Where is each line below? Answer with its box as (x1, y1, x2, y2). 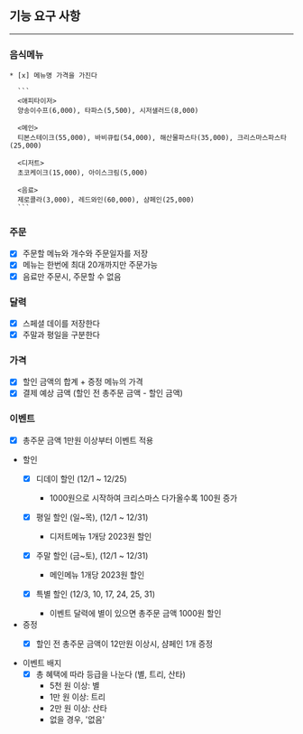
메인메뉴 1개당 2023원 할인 (49, 569, 145, 580)
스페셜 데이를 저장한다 (22, 317, 101, 328)
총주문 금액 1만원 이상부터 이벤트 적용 (22, 435, 154, 446)
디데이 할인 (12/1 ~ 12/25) (35, 473, 128, 484)
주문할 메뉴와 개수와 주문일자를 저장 (22, 248, 149, 259)
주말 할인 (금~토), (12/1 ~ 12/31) (35, 550, 149, 560)
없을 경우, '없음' (49, 714, 106, 725)
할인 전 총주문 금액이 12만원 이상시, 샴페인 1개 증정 (35, 638, 214, 649)
